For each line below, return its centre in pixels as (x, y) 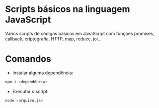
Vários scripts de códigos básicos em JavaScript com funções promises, (80, 33)
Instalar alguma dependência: (43, 73)
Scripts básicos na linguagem (68, 9)
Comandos (28, 59)
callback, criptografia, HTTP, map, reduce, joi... (53, 39)
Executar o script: (30, 91)
